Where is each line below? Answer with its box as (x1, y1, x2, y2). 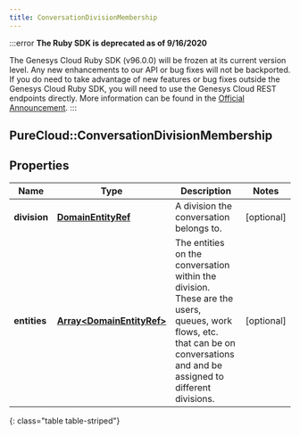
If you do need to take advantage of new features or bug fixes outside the (9, 73, 280, 85)
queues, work (175, 314, 233, 326)
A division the (175, 200, 232, 212)
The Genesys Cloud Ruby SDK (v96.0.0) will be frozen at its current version (9, 54, 287, 65)
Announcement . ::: (9, 102, 78, 112)
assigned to (175, 370, 225, 382)
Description (179, 185, 232, 197)
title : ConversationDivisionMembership (9, 12, 158, 22)
